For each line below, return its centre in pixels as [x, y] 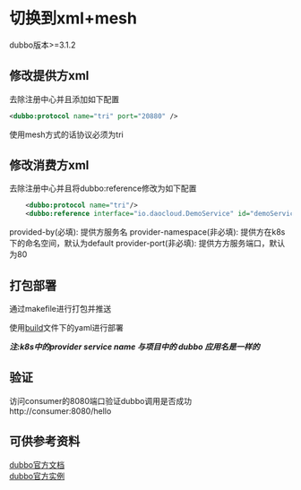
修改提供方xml [49, 76]
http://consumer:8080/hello [60, 411]
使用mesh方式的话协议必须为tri [66, 134]
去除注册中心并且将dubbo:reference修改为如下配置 [103, 188]
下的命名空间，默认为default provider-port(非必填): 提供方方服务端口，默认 [147, 244]
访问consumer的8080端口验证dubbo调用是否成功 [101, 400]
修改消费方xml [49, 165]
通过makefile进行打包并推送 [60, 309]
